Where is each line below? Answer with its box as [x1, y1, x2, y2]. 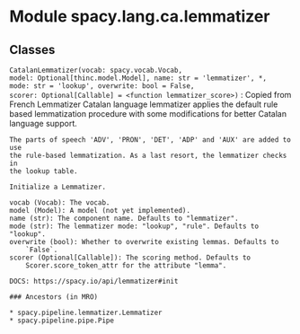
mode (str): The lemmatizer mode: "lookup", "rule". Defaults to [9, 222, 259, 231]
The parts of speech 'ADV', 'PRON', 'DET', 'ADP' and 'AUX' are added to [9, 136, 292, 145]
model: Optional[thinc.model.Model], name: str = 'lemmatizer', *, [9, 74, 268, 83]
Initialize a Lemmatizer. [9, 182, 106, 191]
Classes [9, 42, 56, 57]
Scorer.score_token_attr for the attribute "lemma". [25, 261, 227, 270]
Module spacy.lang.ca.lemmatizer [9, 6, 270, 27]
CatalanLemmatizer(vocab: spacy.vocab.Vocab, [9, 66, 182, 75]
